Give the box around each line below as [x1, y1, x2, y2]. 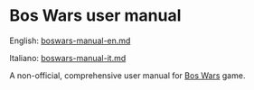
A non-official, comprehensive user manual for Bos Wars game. [9, 69, 246, 81]
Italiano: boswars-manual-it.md [9, 52, 127, 63]
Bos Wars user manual [9, 5, 182, 26]
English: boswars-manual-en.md [9, 35, 131, 46]
